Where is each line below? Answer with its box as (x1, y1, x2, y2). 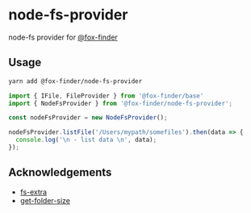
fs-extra (19, 187, 47, 197)
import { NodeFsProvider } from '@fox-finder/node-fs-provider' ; (8, 99, 232, 107)
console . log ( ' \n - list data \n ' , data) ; (15, 136, 157, 144)
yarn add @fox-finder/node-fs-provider (8, 77, 143, 86)
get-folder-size (19, 195, 71, 205)
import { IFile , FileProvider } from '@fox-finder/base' (8, 91, 204, 100)
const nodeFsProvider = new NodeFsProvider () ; (8, 114, 168, 122)
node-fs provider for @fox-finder (8, 32, 119, 42)
